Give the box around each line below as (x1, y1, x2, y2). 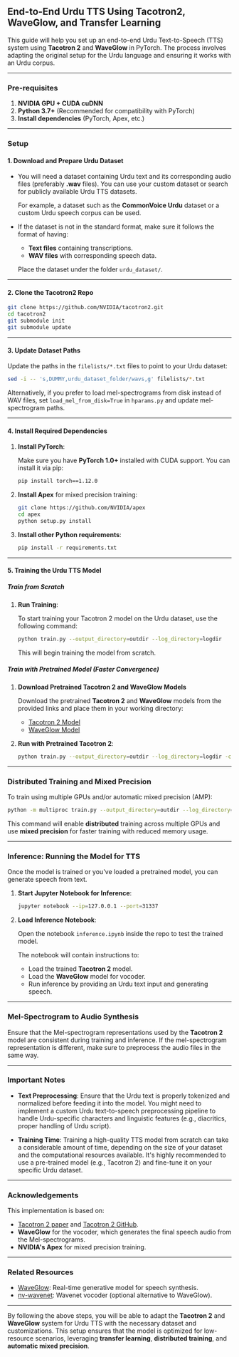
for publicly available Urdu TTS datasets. (17, 187, 137, 196)
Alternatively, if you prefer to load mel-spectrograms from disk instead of (7, 388, 222, 397)
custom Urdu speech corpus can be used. (17, 209, 142, 217)
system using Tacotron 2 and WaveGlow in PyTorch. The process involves (7, 43, 226, 52)
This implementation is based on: (7, 1207, 105, 1215)
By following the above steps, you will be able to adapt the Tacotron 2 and (7, 1311, 225, 1320)
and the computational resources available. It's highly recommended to (17, 1150, 226, 1159)
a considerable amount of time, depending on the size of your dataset (17, 1143, 223, 1151)
